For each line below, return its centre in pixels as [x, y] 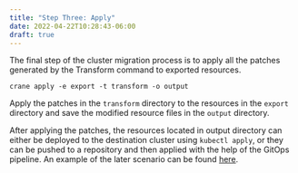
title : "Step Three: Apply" [63, 18]
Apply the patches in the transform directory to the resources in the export [149, 103]
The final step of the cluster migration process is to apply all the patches [145, 61]
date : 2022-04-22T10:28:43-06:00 [73, 26]
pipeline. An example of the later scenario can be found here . [124, 159]
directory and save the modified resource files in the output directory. [139, 113]
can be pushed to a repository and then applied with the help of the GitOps [149, 149]
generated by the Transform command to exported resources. [125, 70]
